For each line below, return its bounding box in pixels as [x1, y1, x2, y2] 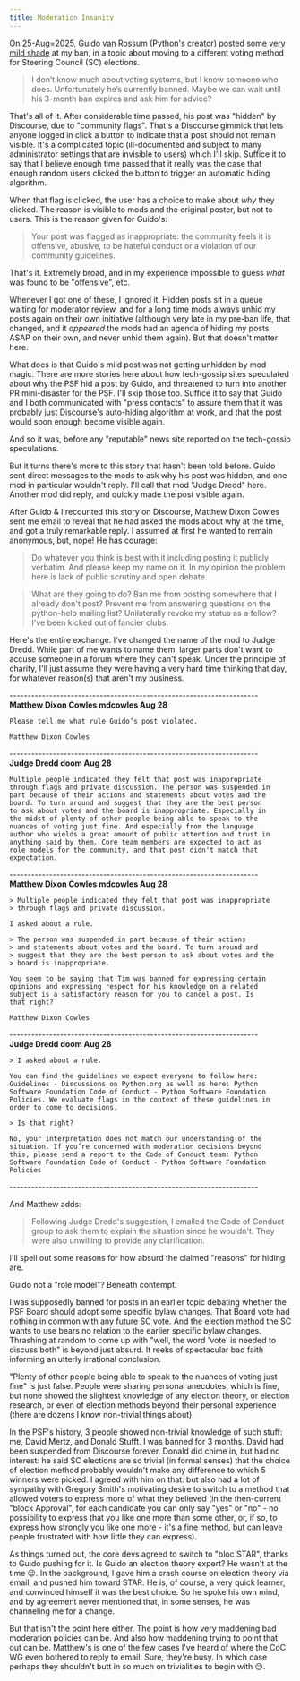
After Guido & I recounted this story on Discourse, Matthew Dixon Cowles [9, 506, 280, 517]
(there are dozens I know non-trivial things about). [9, 1409, 194, 1419]
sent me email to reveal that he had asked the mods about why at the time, [9, 516, 285, 527]
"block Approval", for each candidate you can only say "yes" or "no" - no [9, 1502, 279, 1514]
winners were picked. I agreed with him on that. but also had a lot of [9, 1474, 260, 1485]
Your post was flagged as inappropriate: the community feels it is [30, 230, 271, 242]
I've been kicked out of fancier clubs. [30, 617, 168, 628]
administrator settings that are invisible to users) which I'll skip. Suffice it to [9, 149, 287, 159]
